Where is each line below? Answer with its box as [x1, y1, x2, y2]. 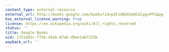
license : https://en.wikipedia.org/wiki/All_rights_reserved [5, 21, 136, 26]
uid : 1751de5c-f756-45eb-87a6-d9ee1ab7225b [5, 35, 98, 40]
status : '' [5, 26, 28, 31]
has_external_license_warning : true [5, 16, 82, 21]
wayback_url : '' [5, 40, 39, 45]
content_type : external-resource [5, 7, 75, 12]
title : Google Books [5, 30, 49, 35]
